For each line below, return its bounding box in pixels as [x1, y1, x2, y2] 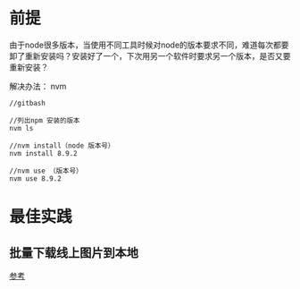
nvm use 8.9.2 [9, 174, 62, 183]
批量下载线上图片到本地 [9, 245, 138, 260]
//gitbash [9, 98, 46, 107]
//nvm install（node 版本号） [9, 140, 115, 150]
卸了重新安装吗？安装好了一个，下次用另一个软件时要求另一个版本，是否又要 [9, 50, 291, 61]
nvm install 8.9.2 [9, 149, 78, 157]
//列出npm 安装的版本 [9, 115, 80, 125]
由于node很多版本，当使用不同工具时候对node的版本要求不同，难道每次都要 [9, 39, 289, 50]
